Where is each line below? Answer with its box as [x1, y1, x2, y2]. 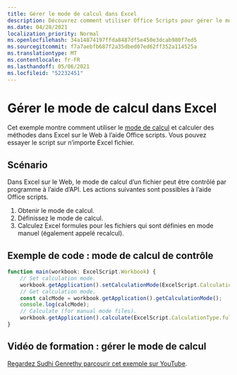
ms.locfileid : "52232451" [7, 69, 83, 76]
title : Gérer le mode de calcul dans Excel [7, 10, 138, 18]
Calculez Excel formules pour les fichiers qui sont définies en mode [17, 221, 214, 230]
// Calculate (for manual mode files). [20, 308, 138, 315]
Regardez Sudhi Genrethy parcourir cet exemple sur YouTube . [7, 359, 188, 368]
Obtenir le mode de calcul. [17, 207, 95, 215]
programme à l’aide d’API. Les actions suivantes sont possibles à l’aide [7, 185, 212, 194]
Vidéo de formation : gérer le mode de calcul [7, 340, 207, 352]
